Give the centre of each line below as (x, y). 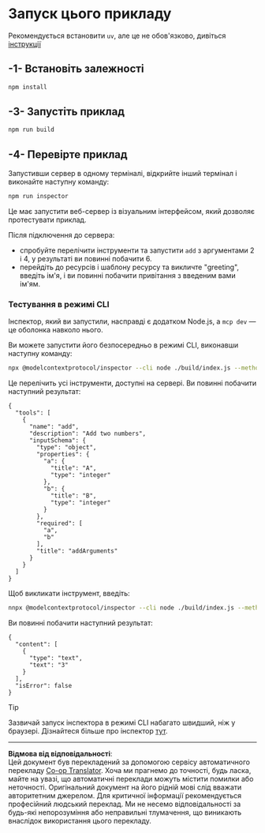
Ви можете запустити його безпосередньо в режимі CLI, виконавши (123, 345)
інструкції (25, 43)
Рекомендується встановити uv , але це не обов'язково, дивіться (117, 36)
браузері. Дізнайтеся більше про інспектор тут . (88, 731)
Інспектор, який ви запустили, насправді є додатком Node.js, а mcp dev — (132, 321)
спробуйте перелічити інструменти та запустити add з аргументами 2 (137, 250)
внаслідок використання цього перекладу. (80, 821)
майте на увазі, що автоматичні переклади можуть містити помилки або (131, 779)
